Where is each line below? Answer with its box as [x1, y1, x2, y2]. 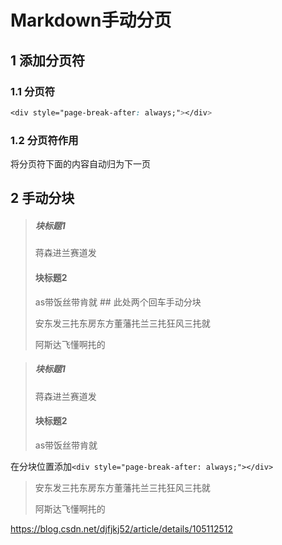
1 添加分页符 [10, 52, 86, 69]
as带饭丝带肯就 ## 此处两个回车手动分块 [34, 296, 202, 308]
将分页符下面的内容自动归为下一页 [10, 158, 151, 170]
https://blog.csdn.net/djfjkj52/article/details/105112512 [10, 522, 233, 535]
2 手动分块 [10, 190, 75, 207]
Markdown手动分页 [10, 9, 172, 32]
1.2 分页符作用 [10, 133, 79, 147]
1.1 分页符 [10, 84, 56, 98]
